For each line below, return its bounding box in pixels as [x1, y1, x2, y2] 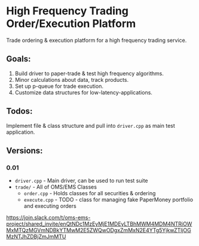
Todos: [6, 106, 33, 116]
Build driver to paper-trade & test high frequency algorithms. [14, 70, 164, 77]
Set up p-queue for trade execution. [14, 82, 103, 90]
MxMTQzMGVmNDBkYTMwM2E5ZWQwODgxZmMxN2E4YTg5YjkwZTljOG [6, 227, 191, 234]
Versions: [6, 145, 43, 156]
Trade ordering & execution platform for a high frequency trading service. [6, 36, 187, 44]
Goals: [6, 54, 31, 64]
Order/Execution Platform [6, 17, 136, 30]
